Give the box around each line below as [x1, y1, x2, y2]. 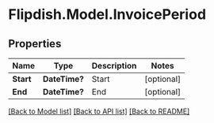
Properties [8, 37, 62, 50]
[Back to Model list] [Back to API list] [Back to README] [8, 106, 190, 116]
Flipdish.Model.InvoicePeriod [8, 6, 207, 24]
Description [91, 61, 137, 71]
